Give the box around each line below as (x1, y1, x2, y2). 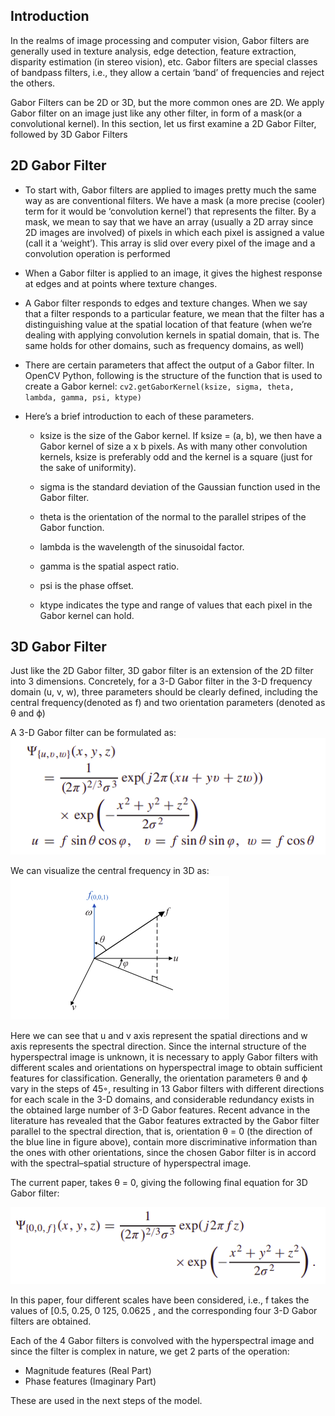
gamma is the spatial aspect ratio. (39, 560, 180, 572)
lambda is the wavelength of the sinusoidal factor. (39, 540, 245, 553)
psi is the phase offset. (39, 579, 134, 591)
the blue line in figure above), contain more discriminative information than (10, 1136, 318, 1148)
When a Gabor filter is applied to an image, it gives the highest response (24, 267, 323, 279)
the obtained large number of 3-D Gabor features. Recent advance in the (10, 1104, 311, 1116)
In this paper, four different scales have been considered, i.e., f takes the (10, 1294, 310, 1306)
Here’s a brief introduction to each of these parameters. (24, 410, 255, 422)
